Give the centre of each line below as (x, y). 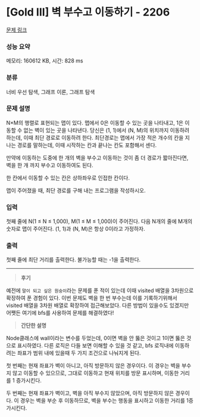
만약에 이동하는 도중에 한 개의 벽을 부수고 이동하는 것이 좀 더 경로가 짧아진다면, (97, 158)
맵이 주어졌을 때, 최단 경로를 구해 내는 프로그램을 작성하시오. (76, 190)
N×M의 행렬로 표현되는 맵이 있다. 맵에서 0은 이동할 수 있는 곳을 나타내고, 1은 (95, 123)
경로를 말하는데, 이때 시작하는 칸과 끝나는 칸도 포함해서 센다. (87, 145)
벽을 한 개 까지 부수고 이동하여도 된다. (50, 165)
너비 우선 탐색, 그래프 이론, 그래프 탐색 (51, 92)
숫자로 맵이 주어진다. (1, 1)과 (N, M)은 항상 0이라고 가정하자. (76, 229)
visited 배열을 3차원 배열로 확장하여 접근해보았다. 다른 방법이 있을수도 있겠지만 (98, 305)
